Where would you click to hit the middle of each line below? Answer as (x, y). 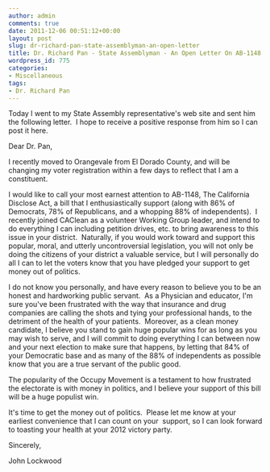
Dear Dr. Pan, (31, 147)
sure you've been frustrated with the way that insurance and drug (117, 304)
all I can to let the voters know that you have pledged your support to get (129, 263)
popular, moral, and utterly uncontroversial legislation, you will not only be (131, 246)
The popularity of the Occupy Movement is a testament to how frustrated (130, 380)
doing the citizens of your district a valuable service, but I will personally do (134, 255)
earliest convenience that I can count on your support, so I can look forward (135, 421)
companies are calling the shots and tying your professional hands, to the (130, 313)
